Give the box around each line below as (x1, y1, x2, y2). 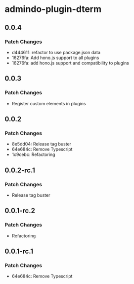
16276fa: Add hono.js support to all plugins (11, 55, 99, 61)
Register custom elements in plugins (11, 100, 86, 106)
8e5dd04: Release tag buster (11, 141, 72, 147)
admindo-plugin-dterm (4, 3, 102, 15)
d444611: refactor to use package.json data (11, 49, 101, 55)
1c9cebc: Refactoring (11, 151, 55, 157)
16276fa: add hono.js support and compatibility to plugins (11, 60, 130, 66)
